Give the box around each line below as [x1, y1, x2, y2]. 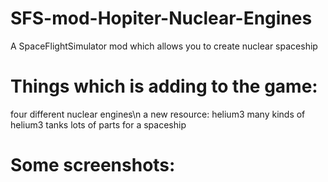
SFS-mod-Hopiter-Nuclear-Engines [10, 7, 313, 30]
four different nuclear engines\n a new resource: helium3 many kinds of [10, 108, 306, 120]
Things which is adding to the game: [10, 75, 318, 98]
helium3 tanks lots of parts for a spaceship [10, 118, 187, 131]
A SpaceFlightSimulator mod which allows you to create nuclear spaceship [10, 40, 318, 52]
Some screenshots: [10, 154, 176, 177]
